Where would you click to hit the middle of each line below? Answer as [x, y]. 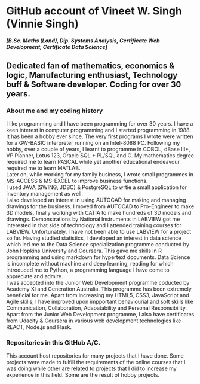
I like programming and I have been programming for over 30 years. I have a [100, 124]
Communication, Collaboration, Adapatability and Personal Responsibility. [96, 308]
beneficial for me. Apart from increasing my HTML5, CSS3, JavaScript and [98, 295]
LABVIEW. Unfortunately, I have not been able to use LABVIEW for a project [99, 232]
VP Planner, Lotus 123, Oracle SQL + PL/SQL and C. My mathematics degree [100, 156]
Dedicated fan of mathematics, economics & [90, 66]
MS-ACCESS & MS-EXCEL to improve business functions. [77, 181]
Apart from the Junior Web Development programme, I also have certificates [100, 315]
